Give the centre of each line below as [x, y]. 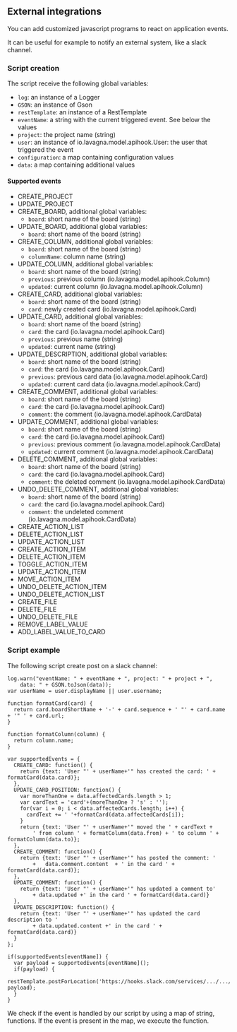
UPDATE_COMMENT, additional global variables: [88, 422]
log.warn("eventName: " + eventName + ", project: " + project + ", [110, 678]
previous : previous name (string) [75, 339]
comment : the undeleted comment [75, 512]
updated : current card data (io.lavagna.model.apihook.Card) [114, 384]
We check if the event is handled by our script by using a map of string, [111, 1013]
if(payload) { [34, 969]
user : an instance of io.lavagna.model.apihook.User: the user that [113, 142]
